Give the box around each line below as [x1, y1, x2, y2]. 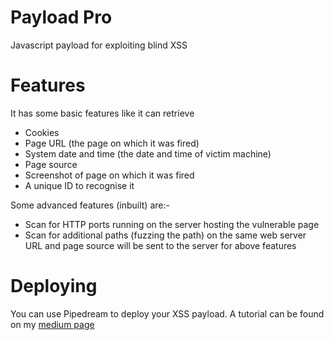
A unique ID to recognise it [24, 179, 135, 191]
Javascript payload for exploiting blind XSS [10, 39, 188, 51]
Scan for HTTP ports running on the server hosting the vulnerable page [24, 218, 320, 230]
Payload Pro [10, 6, 113, 29]
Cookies [24, 126, 60, 138]
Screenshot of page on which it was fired [24, 169, 195, 181]
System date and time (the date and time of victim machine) [24, 147, 272, 160]
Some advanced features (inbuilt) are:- [10, 199, 170, 211]
